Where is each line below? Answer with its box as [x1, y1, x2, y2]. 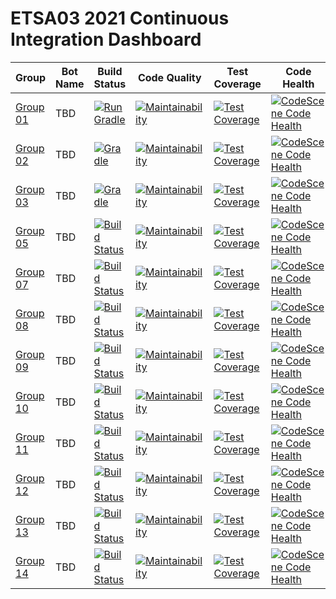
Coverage [213, 77, 262, 91]
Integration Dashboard [10, 28, 202, 51]
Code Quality [137, 70, 202, 84]
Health [282, 77, 315, 91]
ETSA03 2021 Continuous [10, 7, 230, 30]
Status [93, 77, 127, 91]
